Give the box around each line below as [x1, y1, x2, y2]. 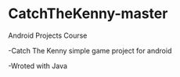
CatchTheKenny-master [8, 5, 168, 23]
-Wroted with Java [8, 60, 68, 71]
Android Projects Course [8, 31, 88, 40]
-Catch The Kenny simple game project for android [8, 46, 172, 55]
